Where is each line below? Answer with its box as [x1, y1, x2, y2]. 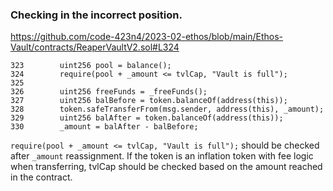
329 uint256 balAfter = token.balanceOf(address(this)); [10, 113, 284, 123]
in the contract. [10, 171, 73, 183]
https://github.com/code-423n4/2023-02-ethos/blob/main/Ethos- [10, 31, 284, 43]
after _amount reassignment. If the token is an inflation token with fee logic [10, 150, 314, 162]
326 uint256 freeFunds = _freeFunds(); [10, 87, 208, 97]
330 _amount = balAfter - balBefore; [10, 122, 199, 132]
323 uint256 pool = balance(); [10, 61, 172, 71]
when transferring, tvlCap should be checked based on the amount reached [10, 161, 323, 173]
